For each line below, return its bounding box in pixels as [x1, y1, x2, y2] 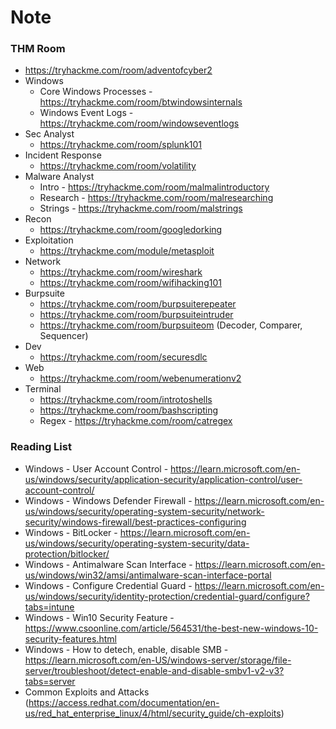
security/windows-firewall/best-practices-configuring [24, 516, 247, 528]
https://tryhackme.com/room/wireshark [39, 266, 203, 278]
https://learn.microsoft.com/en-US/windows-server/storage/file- [24, 654, 292, 666]
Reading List [10, 440, 72, 454]
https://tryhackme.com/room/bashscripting [39, 404, 219, 416]
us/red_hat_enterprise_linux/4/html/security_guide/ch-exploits [24, 707, 282, 719]
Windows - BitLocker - [24, 526, 118, 538]
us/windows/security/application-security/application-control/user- [24, 473, 303, 485]
